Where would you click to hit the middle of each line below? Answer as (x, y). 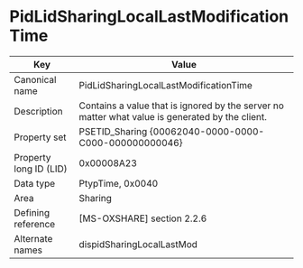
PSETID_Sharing (113, 131)
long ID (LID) (41, 169)
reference (35, 224)
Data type (35, 183)
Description (38, 111)
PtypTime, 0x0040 (119, 183)
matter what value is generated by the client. (173, 116)
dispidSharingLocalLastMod (138, 244)
